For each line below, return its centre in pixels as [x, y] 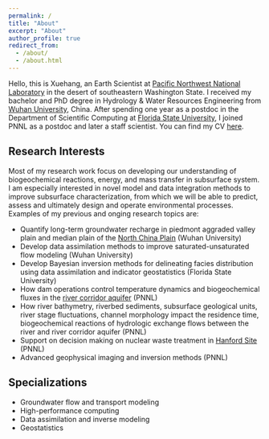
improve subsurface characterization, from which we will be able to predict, [133, 196]
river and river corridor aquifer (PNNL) [83, 331]
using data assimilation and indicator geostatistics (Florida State [126, 272]
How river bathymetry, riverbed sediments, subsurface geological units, [139, 306]
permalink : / [30, 16]
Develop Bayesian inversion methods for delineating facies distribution [137, 263]
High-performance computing [69, 410]
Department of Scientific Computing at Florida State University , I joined [126, 117]
